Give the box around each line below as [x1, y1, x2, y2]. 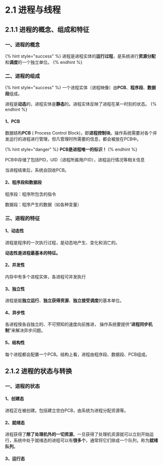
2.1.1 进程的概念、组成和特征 [5, 25, 90, 34]
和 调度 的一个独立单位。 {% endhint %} [5, 59, 82, 65]
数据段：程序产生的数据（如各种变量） [5, 201, 81, 207]
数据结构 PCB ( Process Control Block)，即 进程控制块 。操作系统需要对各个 [5, 130, 153, 136]
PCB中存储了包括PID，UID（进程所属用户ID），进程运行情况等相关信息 [5, 157, 145, 163]
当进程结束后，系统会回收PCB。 [5, 167, 69, 173]
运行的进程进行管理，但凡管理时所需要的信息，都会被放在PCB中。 [9, 136, 142, 142]
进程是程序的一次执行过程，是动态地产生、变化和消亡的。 [5, 239, 120, 245]
